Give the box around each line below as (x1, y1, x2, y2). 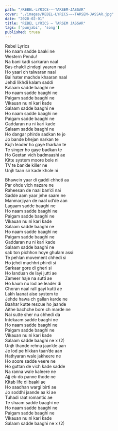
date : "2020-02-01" (5, 16, 45, 21)
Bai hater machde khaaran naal (5, 74, 67, 80)
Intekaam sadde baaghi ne (5, 317, 58, 322)
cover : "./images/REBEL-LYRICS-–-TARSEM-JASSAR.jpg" (5, 12, 114, 17)
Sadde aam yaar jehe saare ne (5, 193, 66, 198)
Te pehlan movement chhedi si (5, 255, 67, 260)
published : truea (5, 30, 40, 35)
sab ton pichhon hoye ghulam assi (5, 250, 74, 255)
